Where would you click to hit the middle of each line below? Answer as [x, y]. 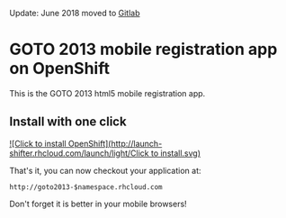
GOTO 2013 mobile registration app [143, 50]
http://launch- [137, 143]
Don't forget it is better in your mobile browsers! [98, 204]
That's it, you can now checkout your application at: [105, 170]
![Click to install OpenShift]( [60, 143]
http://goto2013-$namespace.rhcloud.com [86, 187]
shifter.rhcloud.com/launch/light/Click [80, 153]
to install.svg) [175, 153]
